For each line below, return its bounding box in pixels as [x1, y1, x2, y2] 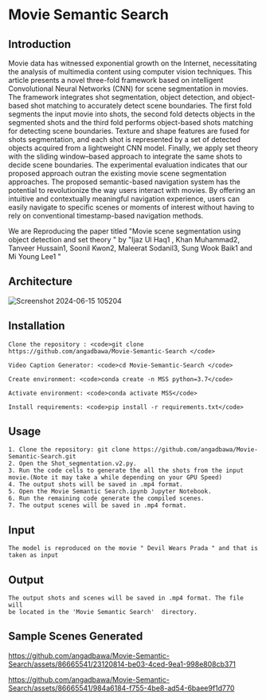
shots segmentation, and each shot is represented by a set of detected [8, 135, 241, 144]
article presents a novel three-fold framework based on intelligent [8, 76, 224, 85]
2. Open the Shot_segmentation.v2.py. [8, 460, 137, 468]
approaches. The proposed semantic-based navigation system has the [8, 177, 241, 187]
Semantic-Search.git [8, 453, 77, 461]
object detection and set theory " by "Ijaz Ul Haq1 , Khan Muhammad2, [8, 235, 241, 244]
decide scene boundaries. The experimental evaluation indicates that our [8, 160, 248, 169]
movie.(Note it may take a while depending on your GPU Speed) [8, 474, 223, 482]
